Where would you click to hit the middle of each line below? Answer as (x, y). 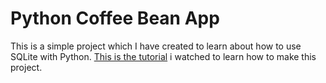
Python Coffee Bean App (115, 18)
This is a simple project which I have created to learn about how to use (156, 46)
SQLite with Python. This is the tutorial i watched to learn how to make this (163, 56)
